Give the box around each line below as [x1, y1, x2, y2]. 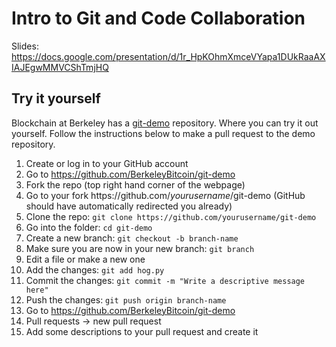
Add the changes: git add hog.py [25, 263, 165, 276]
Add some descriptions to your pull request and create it [25, 325, 259, 337]
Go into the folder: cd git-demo [25, 221, 153, 233]
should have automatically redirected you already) [25, 200, 233, 212]
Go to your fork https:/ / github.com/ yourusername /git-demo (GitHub [25, 189, 306, 201]
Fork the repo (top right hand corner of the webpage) [25, 178, 246, 191]
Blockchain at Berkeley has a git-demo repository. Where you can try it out [11, 117, 319, 129]
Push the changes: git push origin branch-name [25, 293, 227, 306]
